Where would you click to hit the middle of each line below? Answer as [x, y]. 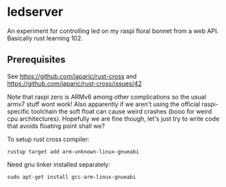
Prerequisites [36, 60]
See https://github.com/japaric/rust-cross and [72, 76]
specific [18, 111]
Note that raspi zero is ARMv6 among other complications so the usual [107, 97]
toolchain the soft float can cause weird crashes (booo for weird [122, 111]
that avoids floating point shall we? [56, 126]
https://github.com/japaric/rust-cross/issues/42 [75, 84]
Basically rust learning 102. [45, 38]
